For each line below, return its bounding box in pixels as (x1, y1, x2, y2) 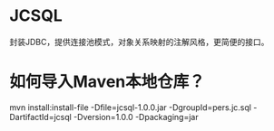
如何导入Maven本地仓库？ (9, 71, 206, 92)
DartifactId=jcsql (9, 111, 73, 122)
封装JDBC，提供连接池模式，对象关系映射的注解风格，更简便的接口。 (9, 36, 269, 47)
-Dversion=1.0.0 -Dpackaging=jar (73, 111, 199, 122)
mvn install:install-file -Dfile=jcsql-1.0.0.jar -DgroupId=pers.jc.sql (9, 101, 252, 113)
